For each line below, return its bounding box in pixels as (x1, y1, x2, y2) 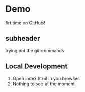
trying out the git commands (5, 47, 64, 53)
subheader (5, 34, 40, 43)
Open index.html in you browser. (12, 75, 80, 81)
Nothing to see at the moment (12, 81, 75, 87)
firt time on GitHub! (5, 20, 46, 26)
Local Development (5, 62, 68, 71)
